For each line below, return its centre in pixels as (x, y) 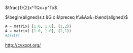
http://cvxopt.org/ (23, 45)
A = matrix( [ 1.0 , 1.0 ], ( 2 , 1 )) (38, 31)
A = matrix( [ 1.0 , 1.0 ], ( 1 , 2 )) (38, 26)
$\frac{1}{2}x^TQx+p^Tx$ (31, 8)
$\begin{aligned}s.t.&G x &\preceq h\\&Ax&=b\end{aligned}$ (66, 17)
